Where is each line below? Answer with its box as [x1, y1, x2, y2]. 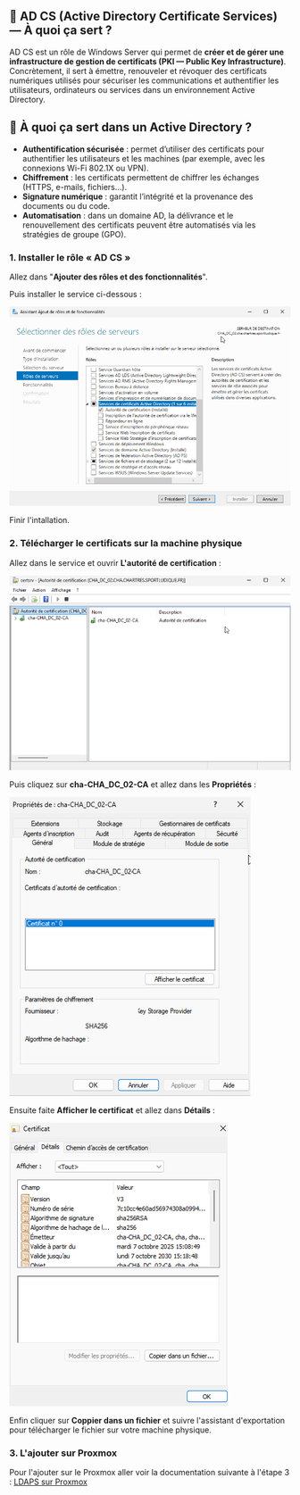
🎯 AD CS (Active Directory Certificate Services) [9, 9, 279, 24]
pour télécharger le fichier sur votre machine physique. [9, 1424, 212, 1435]
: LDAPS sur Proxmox [9, 1476, 87, 1487]
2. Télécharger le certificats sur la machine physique [9, 537, 243, 550]
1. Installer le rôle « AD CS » [9, 251, 131, 263]
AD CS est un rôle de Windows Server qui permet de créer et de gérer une [9, 46, 284, 57]
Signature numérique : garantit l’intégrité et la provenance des [21, 191, 254, 202]
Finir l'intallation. [9, 515, 70, 526]
